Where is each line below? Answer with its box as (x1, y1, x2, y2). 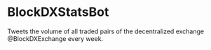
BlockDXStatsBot (7, 4, 109, 20)
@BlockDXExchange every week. (7, 34, 104, 42)
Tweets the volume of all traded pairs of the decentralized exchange (7, 27, 205, 35)
